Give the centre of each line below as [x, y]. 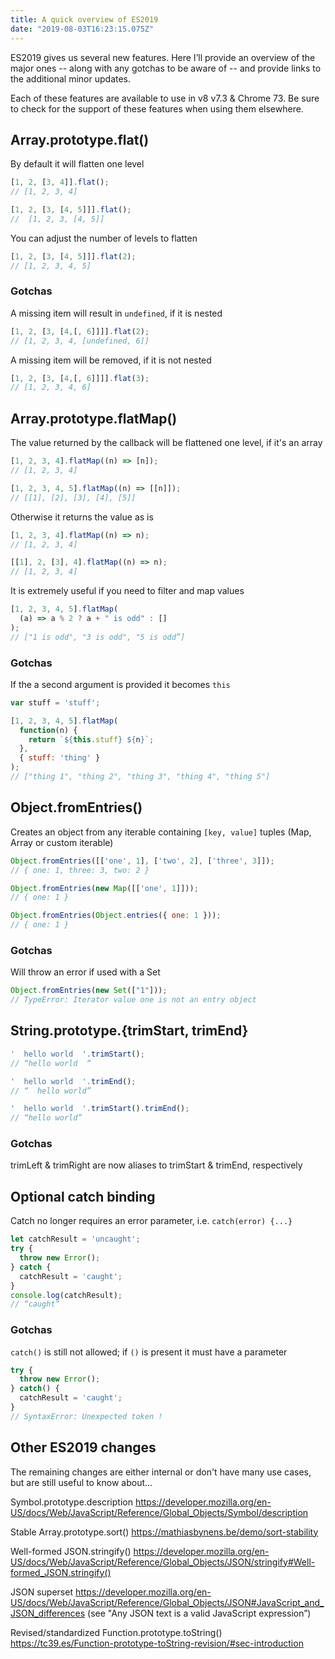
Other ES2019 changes [83, 1447]
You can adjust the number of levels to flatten [104, 238]
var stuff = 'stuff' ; [55, 702]
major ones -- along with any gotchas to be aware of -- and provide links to [166, 68]
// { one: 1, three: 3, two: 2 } [80, 870]
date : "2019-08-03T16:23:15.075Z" [82, 29]
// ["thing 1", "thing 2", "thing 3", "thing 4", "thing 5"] [140, 777]
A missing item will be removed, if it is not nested [111, 360]
